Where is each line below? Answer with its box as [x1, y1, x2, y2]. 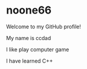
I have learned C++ [6, 57, 53, 64]
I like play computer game [6, 45, 69, 53]
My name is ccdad [6, 34, 51, 41]
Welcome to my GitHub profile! [6, 23, 81, 30]
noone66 [6, 4, 52, 17]
